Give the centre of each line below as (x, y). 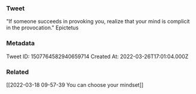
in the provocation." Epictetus (42, 28)
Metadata (20, 43)
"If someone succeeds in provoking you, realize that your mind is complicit (98, 22)
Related (18, 72)
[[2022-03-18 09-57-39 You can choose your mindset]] (75, 84)
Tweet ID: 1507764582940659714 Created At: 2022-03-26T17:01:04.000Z (97, 56)
